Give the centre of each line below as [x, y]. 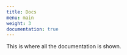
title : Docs [21, 12]
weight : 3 [19, 23]
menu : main [20, 18]
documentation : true [33, 29]
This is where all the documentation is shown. [64, 46]
